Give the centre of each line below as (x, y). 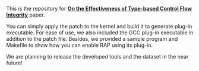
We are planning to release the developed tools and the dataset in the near (97, 57)
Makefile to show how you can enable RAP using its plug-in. (80, 45)
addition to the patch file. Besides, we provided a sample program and (92, 39)
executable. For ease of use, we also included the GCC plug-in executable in (100, 33)
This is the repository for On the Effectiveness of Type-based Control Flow (99, 9)
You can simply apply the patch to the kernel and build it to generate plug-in (99, 26)
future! (14, 63)
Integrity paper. (26, 15)
